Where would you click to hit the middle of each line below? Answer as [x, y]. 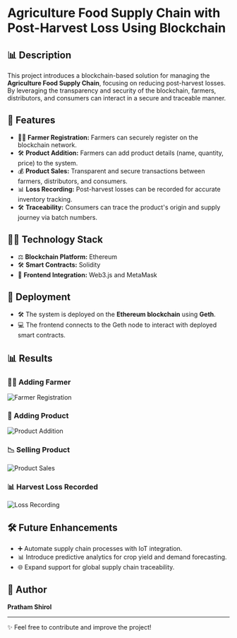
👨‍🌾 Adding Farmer [39, 382]
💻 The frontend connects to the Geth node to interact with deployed [117, 325]
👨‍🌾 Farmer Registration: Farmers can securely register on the [108, 137]
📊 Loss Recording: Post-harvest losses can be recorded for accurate [119, 189]
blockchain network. [47, 145]
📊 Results [30, 358]
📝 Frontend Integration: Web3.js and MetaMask [87, 274]
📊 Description [39, 55]
